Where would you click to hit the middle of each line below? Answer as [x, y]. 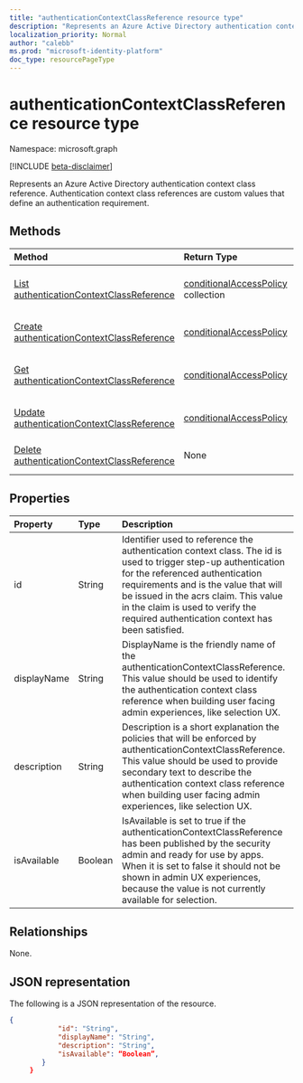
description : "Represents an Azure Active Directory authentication [141, 26]
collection [204, 295]
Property [33, 523]
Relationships [49, 932]
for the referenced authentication [192, 573]
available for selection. [170, 899]
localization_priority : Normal [68, 34]
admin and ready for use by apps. [193, 854]
